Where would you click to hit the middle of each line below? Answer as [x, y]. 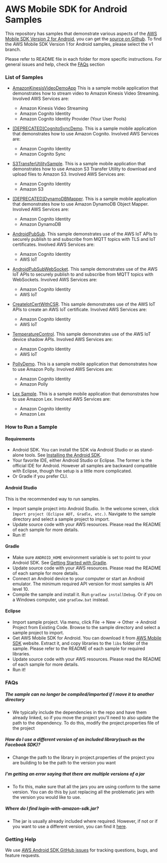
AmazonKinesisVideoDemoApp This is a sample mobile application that [85, 88]
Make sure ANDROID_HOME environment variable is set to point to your [82, 557]
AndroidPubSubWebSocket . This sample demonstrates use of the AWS [85, 269]
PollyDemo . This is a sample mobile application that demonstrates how [85, 364]
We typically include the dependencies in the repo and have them [80, 712]
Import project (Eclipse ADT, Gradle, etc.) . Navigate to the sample [84, 514]
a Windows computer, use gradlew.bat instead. [61, 599]
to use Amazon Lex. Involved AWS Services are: [61, 399]
